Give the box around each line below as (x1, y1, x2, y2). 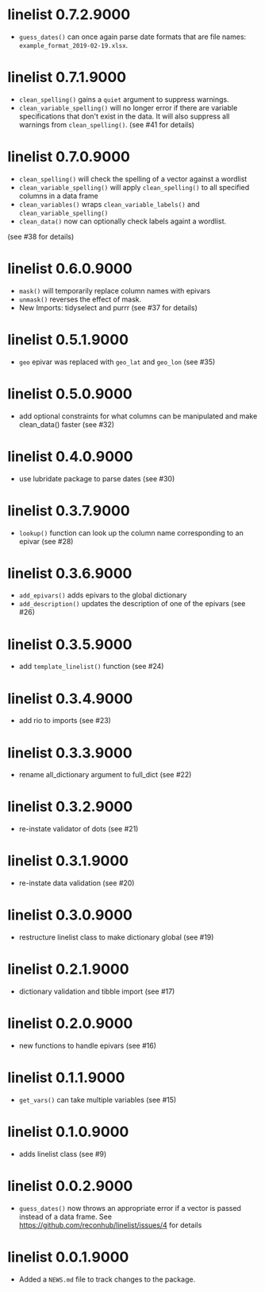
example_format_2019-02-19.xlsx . (18, 40, 129, 49)
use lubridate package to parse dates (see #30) (18, 473, 175, 483)
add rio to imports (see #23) (18, 716, 112, 726)
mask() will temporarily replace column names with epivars (18, 286, 211, 295)
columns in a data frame (18, 191, 98, 200)
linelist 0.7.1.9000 (7, 68, 127, 87)
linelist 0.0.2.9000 (7, 1177, 133, 1195)
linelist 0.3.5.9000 (7, 635, 132, 653)
